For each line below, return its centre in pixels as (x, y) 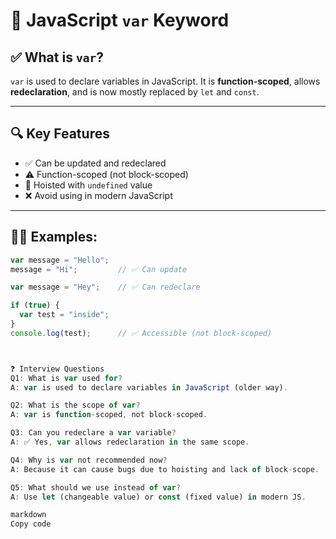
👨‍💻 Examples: (54, 237)
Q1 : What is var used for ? (66, 378)
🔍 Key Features (60, 134)
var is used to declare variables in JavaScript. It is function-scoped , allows (165, 81)
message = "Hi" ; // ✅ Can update (99, 269)
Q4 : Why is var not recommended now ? (89, 460)
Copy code (31, 524)
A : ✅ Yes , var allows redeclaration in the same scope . (130, 442)
